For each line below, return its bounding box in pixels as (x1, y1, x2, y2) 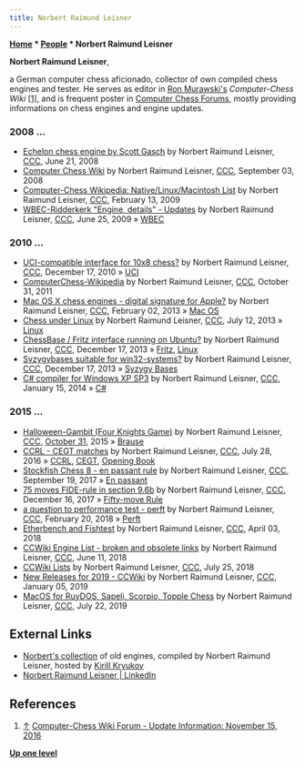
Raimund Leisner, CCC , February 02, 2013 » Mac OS (22, 306, 220, 317)
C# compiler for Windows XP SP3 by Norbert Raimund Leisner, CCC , (22, 373, 280, 384)
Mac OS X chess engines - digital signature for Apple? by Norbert (22, 296, 269, 307)
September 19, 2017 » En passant (22, 474, 148, 485)
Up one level (9, 748, 57, 759)
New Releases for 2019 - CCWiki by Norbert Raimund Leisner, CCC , (22, 570, 278, 582)
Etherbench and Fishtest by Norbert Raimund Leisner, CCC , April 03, (22, 522, 280, 533)
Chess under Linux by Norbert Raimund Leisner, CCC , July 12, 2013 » (22, 315, 283, 326)
